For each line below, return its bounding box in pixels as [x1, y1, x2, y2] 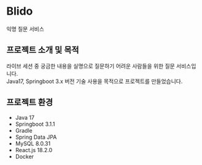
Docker [15, 153, 34, 160]
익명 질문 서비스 [6, 25, 45, 32]
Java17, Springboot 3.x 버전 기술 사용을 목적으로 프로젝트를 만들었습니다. [6, 78, 183, 85]
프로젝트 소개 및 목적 [6, 45, 79, 56]
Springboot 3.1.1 [15, 120, 55, 128]
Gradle [15, 127, 33, 134]
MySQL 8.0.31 [15, 139, 51, 147]
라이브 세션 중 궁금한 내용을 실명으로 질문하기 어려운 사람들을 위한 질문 [6, 62, 175, 70]
